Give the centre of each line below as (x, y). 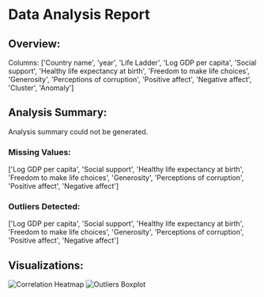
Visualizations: (46, 265)
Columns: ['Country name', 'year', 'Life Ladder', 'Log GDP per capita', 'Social (132, 62)
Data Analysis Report (79, 15)
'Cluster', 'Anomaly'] (41, 88)
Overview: (34, 44)
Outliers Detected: (44, 207)
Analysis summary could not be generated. (78, 131)
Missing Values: (40, 152)
